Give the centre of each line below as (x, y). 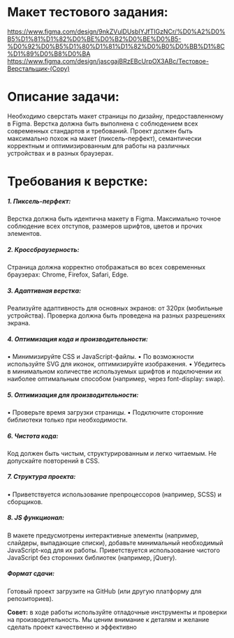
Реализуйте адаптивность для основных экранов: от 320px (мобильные (115, 308)
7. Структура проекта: (42, 477)
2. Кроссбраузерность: (43, 249)
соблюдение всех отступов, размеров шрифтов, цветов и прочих (105, 226)
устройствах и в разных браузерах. (60, 153)
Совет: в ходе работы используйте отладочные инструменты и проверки (117, 612)
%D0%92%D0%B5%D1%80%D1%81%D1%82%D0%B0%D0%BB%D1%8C (116, 46)
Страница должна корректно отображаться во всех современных (107, 267)
